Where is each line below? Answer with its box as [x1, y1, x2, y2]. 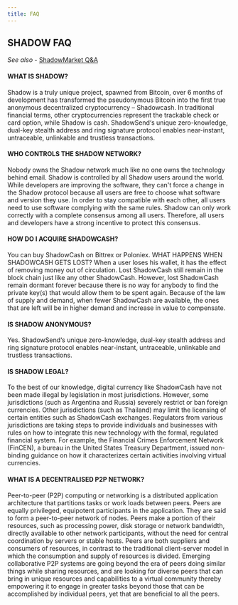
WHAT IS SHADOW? [7, 72, 69, 81]
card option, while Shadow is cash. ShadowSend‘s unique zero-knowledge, [7, 118, 229, 127]
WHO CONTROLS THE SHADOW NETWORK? [7, 150, 142, 158]
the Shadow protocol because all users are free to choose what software [7, 188, 220, 197]
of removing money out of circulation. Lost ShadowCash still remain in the [7, 266, 224, 274]
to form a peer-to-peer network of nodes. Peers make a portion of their [7, 514, 216, 522]
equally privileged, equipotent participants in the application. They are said [7, 506, 226, 514]
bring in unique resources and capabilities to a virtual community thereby [7, 574, 222, 583]
